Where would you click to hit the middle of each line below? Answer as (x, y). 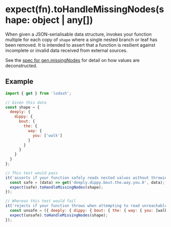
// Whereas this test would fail (41, 201)
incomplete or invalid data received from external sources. (66, 50)
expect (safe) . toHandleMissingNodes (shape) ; (56, 187)
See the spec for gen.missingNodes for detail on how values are (73, 60)
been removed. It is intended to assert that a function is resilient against (80, 45)
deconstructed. (21, 66)
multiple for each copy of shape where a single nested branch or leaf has (81, 40)
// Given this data (26, 103)
